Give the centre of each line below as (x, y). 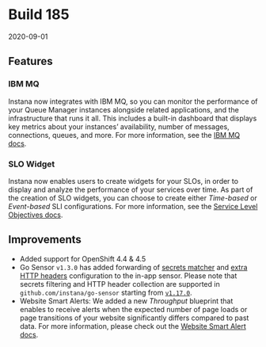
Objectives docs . (36, 215)
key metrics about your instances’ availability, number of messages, (119, 126)
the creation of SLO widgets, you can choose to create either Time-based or (133, 198)
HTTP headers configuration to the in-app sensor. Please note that (128, 276)
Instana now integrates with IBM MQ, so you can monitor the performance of (133, 101)
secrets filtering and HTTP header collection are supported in (120, 284)
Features (30, 61)
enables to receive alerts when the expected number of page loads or (133, 309)
